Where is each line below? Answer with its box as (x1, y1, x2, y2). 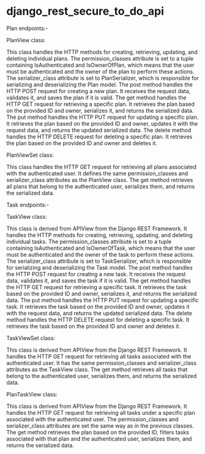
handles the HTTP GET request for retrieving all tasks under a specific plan (6, 409, 195, 416)
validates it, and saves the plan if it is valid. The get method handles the (6, 94, 187, 101)
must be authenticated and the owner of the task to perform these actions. (6, 251, 195, 258)
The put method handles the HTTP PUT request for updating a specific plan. (6, 113, 199, 121)
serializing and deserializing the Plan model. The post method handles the (6, 81, 193, 88)
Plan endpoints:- (6, 25, 48, 32)
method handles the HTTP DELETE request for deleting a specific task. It (6, 316, 190, 323)
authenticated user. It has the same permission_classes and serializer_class (6, 359, 197, 366)
